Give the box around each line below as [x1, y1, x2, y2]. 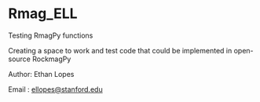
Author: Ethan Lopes [8, 69, 75, 78]
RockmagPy [32, 54, 71, 64]
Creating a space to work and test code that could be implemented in [8, 46, 233, 55]
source [8, 54, 31, 64]
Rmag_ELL [8, 5, 78, 23]
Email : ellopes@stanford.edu [8, 84, 104, 94]
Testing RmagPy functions [8, 31, 93, 40]
